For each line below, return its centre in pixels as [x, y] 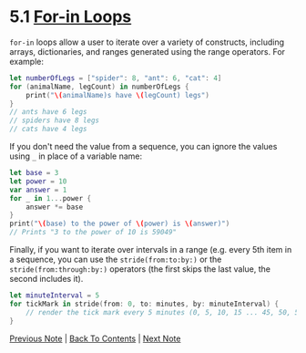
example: [26, 61]
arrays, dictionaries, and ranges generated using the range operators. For [147, 51]
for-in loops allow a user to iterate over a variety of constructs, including [147, 42]
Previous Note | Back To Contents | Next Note [95, 338]
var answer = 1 [38, 190]
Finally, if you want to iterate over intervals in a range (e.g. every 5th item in [151, 250]
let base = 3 [34, 173]
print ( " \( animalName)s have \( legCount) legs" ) [117, 95]
